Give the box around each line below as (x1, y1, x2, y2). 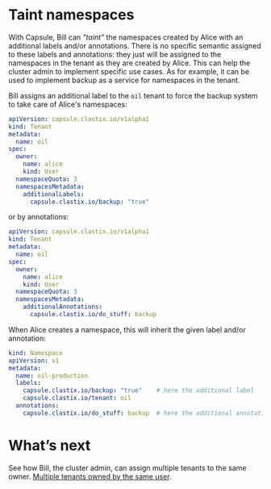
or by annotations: (8, 212, 69, 222)
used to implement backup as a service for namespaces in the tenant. (8, 75, 240, 85)
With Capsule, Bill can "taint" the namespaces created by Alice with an (8, 32, 244, 42)
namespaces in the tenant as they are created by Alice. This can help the (8, 58, 251, 68)
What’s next (8, 437, 91, 454)
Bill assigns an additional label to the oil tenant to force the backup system (8, 90, 258, 100)
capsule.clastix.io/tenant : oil (23, 394, 131, 403)
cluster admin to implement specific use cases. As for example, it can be (8, 66, 250, 76)
